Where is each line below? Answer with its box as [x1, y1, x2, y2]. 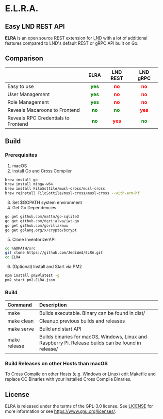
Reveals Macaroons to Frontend [7, 106, 80, 113]
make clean [7, 318, 34, 324]
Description [39, 302, 67, 308]
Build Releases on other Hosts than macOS [5, 360, 108, 367]
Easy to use [7, 83, 34, 90]
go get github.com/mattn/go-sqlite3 [5, 214, 79, 219]
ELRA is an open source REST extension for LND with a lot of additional [5, 35, 148, 41]
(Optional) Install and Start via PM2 [12, 264, 82, 269]
